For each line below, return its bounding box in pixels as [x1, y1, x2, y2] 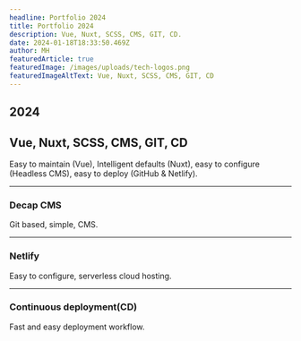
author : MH [9, 47, 50, 55]
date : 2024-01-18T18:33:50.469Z [9, 38, 130, 47]
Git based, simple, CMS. [9, 219, 99, 230]
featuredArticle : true [9, 55, 94, 64]
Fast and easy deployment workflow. [9, 321, 145, 332]
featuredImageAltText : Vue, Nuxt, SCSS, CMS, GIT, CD [9, 72, 215, 81]
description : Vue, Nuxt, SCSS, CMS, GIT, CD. [9, 30, 182, 38]
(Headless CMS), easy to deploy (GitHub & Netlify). [9, 167, 199, 179]
